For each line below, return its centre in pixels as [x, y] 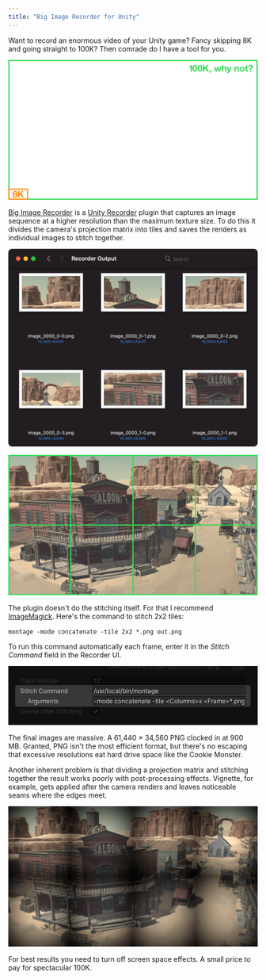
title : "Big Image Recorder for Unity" [74, 17]
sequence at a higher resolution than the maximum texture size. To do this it [132, 221]
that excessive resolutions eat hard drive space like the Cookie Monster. [125, 755]
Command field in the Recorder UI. [65, 655]
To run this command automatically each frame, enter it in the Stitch [119, 646]
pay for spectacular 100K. [50, 967]
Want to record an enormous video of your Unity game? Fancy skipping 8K [130, 40]
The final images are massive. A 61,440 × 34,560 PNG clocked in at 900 [126, 738]
